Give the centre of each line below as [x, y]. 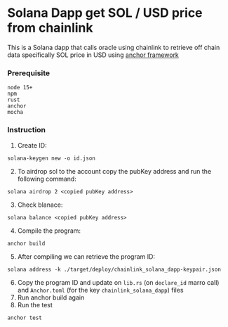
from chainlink [50, 28]
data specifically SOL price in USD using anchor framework [93, 55]
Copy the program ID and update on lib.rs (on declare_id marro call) [118, 282]
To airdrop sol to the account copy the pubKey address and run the [114, 171]
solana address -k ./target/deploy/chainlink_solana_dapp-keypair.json [114, 269]
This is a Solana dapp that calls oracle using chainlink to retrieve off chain [114, 47]
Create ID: [32, 145]
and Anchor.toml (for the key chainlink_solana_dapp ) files [100, 290]
